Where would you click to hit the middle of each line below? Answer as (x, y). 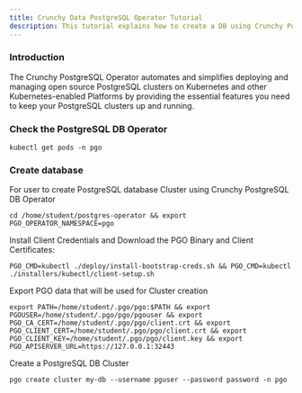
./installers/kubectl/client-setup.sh (82, 274)
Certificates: (32, 250)
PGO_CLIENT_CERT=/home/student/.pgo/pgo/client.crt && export (128, 331)
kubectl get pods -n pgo (56, 148)
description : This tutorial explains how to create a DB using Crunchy (146, 26)
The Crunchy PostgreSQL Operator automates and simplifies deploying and (149, 76)
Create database (46, 170)
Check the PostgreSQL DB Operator (89, 129)
